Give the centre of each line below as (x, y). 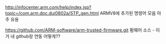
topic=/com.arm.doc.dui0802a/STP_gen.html (52, 13)
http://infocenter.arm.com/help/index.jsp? (48, 7)
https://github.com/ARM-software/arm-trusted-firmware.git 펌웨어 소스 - (80, 30)
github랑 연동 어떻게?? (38, 36)
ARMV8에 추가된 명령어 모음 (128, 13)
